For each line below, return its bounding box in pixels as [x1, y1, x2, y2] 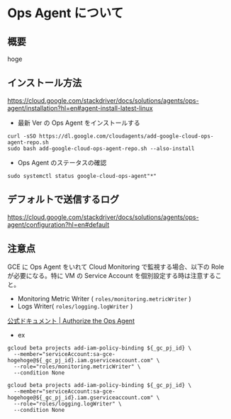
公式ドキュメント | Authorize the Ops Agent [7, 317, 135, 325]
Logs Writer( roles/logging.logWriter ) [17, 302, 133, 311]
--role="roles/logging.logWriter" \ [13, 401, 122, 408]
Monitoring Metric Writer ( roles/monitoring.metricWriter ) [17, 294, 191, 303]
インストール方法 [7, 77, 82, 89]
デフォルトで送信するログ [7, 194, 119, 206]
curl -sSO [7, 133, 37, 140]
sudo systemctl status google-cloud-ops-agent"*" [7, 172, 157, 179]
